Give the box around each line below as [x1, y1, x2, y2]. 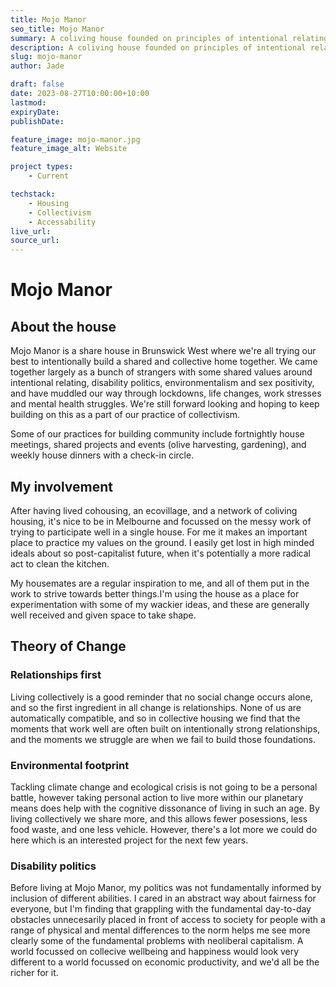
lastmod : [10, 97, 47, 108]
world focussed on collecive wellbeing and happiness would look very [10, 946, 300, 958]
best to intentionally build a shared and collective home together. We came [10, 356, 318, 368]
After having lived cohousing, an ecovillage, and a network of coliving [10, 504, 298, 516]
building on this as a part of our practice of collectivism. [10, 409, 241, 421]
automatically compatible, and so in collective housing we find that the [10, 712, 301, 724]
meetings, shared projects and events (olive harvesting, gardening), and [10, 439, 307, 451]
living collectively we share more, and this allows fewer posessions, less [10, 812, 308, 825]
